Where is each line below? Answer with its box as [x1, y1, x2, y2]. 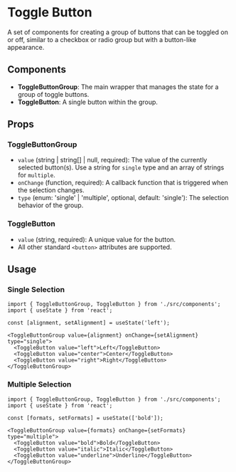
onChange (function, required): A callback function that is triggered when [17, 179, 229, 187]
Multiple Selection [7, 379, 72, 389]
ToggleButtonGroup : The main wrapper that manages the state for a [17, 83, 219, 91]
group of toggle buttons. [17, 90, 90, 98]
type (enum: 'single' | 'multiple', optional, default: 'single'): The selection [17, 194, 229, 202]
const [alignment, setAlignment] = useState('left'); [7, 320, 171, 327]
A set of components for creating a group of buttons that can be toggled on [7, 28, 229, 36]
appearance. [7, 43, 45, 51]
